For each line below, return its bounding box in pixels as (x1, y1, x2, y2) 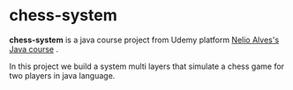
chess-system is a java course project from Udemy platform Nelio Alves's (9, 34, 280, 45)
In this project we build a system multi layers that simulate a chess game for (9, 61, 285, 71)
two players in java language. (9, 70, 116, 80)
